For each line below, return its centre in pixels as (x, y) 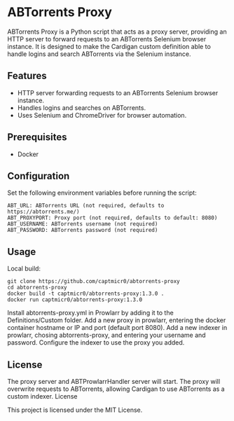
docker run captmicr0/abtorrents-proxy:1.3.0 (75, 300)
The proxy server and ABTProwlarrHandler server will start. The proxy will (114, 381)
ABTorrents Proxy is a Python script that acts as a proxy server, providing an (117, 32)
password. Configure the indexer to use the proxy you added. (96, 343)
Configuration (39, 176)
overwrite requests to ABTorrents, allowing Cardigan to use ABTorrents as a (116, 389)
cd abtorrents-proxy (37, 288)
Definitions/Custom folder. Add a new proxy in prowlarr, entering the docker (117, 320)
